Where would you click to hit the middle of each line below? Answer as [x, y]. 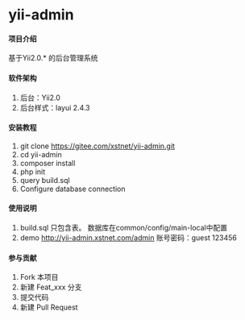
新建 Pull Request [49, 307]
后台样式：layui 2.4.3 [55, 107]
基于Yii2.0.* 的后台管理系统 [53, 58]
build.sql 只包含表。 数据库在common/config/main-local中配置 [124, 228]
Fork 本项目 [39, 277]
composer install [48, 163]
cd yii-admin [41, 154]
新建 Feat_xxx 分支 [51, 287]
